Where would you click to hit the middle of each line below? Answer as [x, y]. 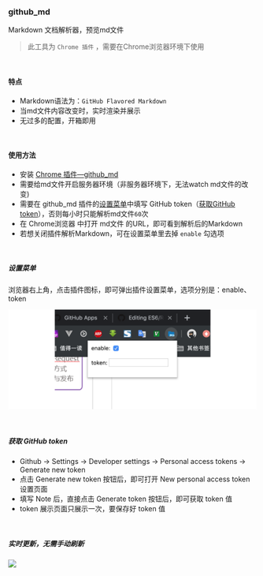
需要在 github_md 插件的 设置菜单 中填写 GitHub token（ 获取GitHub [127, 204]
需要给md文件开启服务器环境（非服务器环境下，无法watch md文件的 [130, 184]
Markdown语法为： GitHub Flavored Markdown [93, 100]
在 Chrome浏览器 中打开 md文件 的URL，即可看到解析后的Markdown [131, 223]
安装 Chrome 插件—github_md [69, 174]
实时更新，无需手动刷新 [46, 544]
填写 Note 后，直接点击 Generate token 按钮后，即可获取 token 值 [126, 499]
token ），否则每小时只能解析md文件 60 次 [84, 213]
